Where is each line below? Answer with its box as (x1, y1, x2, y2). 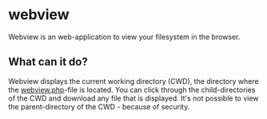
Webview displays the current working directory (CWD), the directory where (8, 76, 259, 85)
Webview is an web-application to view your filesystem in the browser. (8, 32, 241, 42)
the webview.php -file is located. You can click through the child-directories (8, 85, 256, 94)
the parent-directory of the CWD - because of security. (8, 101, 190, 111)
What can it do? (8, 55, 88, 69)
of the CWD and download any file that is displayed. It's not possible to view (8, 93, 259, 103)
